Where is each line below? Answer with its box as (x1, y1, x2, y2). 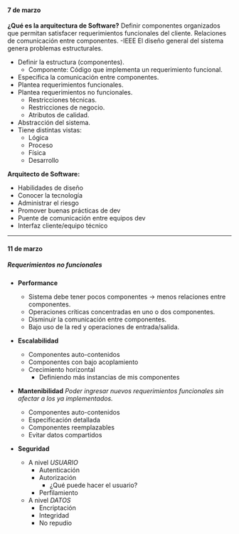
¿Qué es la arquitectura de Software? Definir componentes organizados (7, 21, 221, 30)
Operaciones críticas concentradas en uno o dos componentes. (28, 307, 216, 316)
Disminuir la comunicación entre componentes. (28, 315, 167, 324)
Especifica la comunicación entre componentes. (17, 73, 159, 82)
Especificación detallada (28, 415, 101, 424)
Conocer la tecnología (17, 191, 83, 200)
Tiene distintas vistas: (17, 126, 82, 134)
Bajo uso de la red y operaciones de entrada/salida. (28, 322, 180, 331)
